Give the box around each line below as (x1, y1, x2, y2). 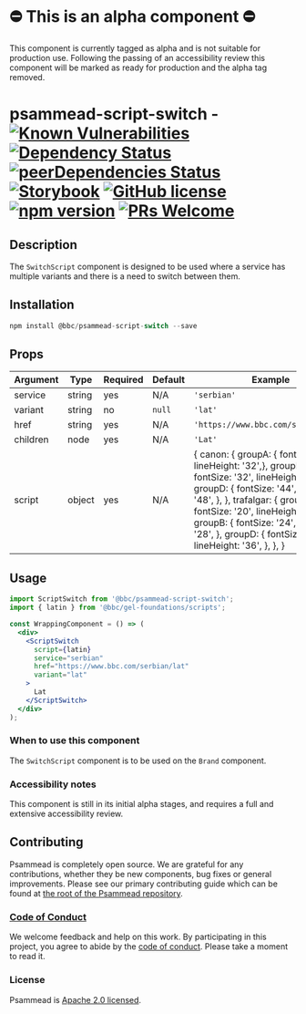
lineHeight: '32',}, (193, 460, 269, 472)
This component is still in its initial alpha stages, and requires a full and (9, 799, 274, 810)
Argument (14, 374, 59, 387)
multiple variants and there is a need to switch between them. (9, 270, 241, 282)
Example (251, 374, 291, 387)
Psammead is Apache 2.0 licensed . (9, 994, 142, 1005)
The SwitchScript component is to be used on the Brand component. (9, 755, 267, 766)
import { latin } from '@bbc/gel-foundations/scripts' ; (9, 603, 226, 613)
